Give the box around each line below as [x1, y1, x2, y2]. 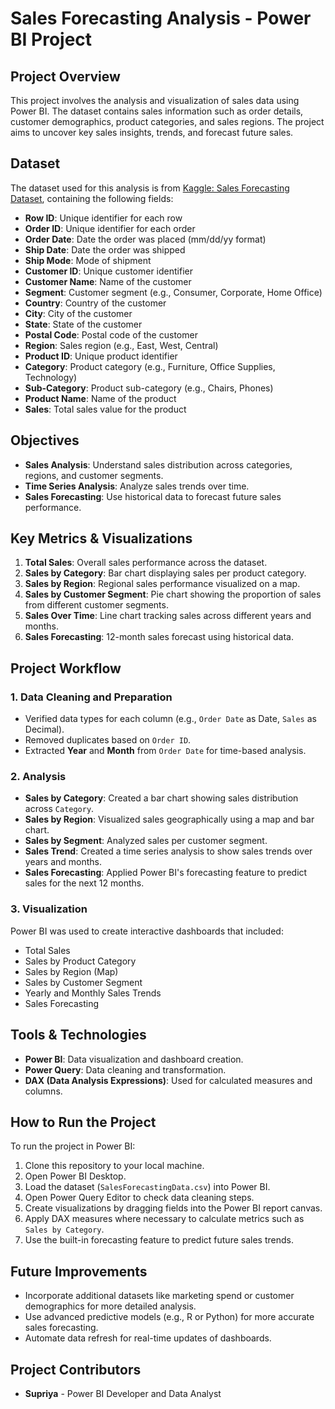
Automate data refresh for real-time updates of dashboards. [24, 1332, 272, 1344]
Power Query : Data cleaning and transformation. [24, 1063, 227, 1076]
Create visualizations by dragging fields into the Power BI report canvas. [24, 1202, 323, 1214]
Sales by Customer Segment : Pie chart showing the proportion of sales [24, 588, 322, 601]
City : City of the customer [24, 307, 133, 319]
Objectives [10, 432, 80, 449]
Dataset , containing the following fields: [10, 192, 174, 204]
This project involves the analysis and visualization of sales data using [10, 95, 300, 106]
